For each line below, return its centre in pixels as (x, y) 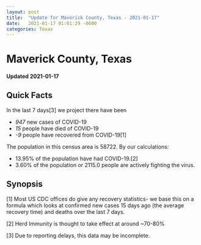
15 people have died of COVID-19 (57, 128)
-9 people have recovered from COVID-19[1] (71, 135)
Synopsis (24, 184)
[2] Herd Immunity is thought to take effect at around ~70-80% (86, 224)
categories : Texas (30, 29)
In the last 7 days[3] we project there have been (67, 110)
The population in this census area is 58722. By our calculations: (88, 146)
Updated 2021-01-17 (33, 76)
